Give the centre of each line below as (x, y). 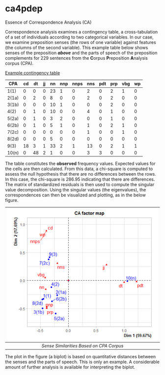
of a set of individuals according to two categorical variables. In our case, (79, 37)
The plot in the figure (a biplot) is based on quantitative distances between (81, 357)
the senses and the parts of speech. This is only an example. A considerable (82, 362)
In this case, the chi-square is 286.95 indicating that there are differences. (80, 179)
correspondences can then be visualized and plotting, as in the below (75, 195)
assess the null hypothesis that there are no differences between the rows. (81, 174)
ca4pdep (24, 9)
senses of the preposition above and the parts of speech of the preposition (81, 53)
